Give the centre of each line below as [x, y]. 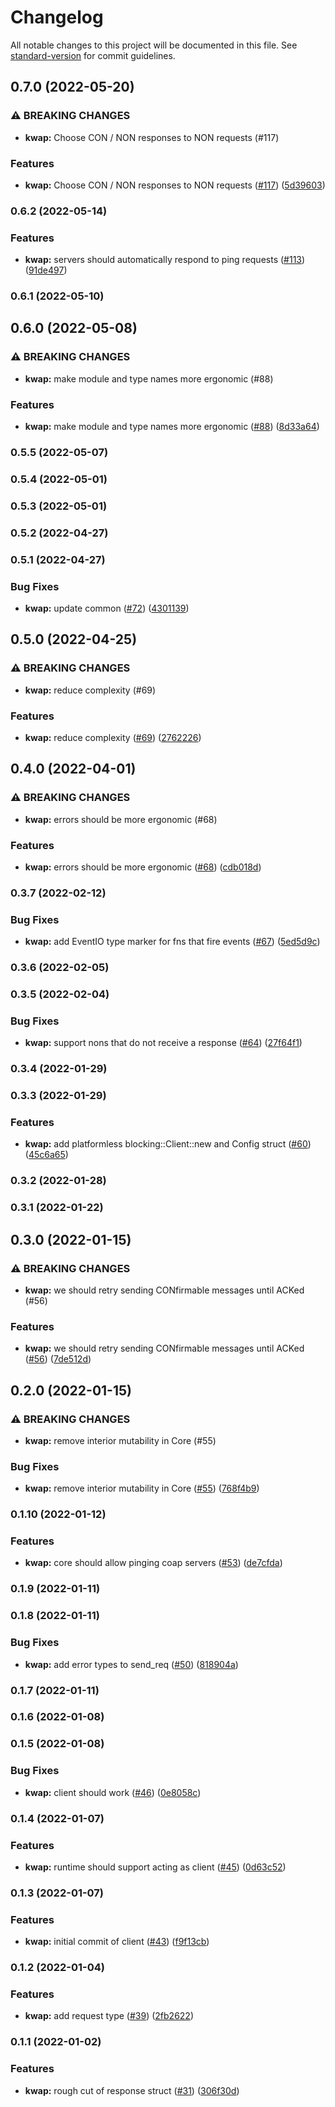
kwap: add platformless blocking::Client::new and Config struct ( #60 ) [168, 1144]
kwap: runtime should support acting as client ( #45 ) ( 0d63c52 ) [155, 1867]
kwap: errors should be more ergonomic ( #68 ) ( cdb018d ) [143, 867]
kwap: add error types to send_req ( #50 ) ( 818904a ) [131, 1664]
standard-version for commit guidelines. [93, 55]
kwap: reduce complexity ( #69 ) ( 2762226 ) [113, 737]
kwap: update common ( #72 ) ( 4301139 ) [107, 608]
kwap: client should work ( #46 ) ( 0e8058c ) [113, 1792]
